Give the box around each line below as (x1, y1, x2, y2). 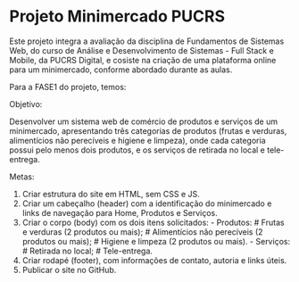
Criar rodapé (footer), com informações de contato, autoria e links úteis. (21, 254, 287, 265)
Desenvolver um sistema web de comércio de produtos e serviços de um (9, 116, 278, 127)
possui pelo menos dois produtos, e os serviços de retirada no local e (9, 145, 266, 155)
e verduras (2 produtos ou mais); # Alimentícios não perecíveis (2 (21, 226, 263, 237)
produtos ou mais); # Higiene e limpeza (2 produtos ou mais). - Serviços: (21, 236, 291, 246)
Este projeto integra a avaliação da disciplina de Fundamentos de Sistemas (9, 36, 285, 46)
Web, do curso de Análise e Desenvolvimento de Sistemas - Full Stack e (9, 45, 274, 55)
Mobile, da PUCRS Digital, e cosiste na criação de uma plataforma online (9, 54, 277, 65)
